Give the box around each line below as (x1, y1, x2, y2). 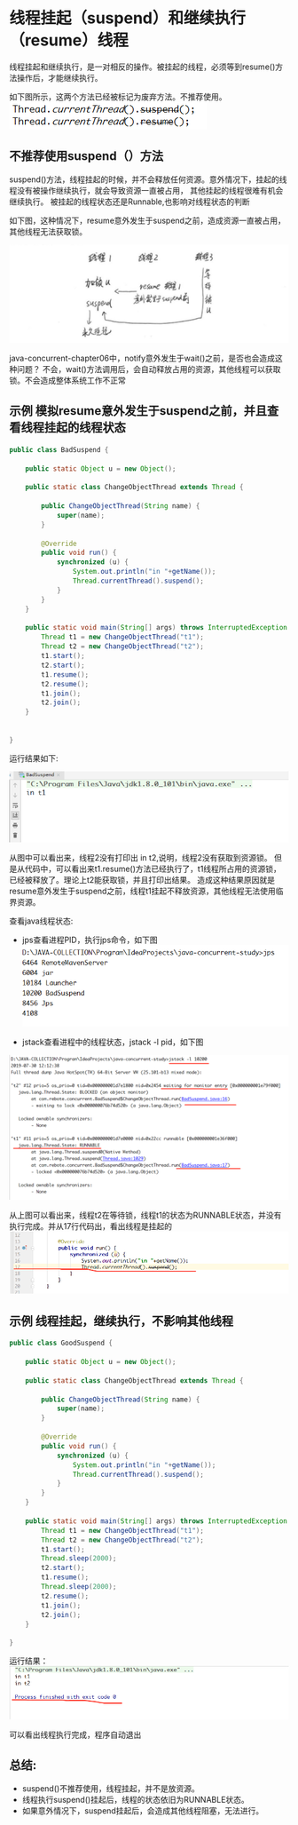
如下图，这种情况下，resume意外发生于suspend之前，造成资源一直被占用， (9, 215, 286, 226)
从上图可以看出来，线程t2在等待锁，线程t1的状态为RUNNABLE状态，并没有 (9, 1210, 282, 1220)
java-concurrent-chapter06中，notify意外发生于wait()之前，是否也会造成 (9, 353, 276, 363)
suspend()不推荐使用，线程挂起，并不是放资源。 (21, 1782, 200, 1794)
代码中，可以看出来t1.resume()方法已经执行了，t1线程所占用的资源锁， (24, 863, 282, 875)
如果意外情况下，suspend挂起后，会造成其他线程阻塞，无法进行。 (21, 1805, 264, 1816)
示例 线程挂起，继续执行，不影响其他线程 (9, 1313, 233, 1329)
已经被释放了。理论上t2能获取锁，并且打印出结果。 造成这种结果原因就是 (9, 875, 276, 885)
